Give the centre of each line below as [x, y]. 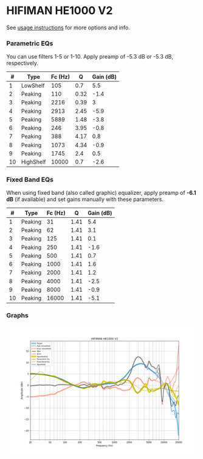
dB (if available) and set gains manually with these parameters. [85, 200]
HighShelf [33, 162]
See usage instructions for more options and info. [68, 27]
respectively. [22, 63]
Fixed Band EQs [30, 179]
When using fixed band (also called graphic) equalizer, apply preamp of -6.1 [101, 193]
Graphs [17, 316]
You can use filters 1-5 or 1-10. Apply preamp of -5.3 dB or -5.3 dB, [90, 57]
